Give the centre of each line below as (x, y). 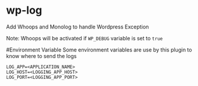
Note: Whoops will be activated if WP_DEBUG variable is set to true (85, 38)
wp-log (24, 10)
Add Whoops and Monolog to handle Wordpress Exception (78, 27)
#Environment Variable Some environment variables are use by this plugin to (99, 50)
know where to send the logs (41, 56)
